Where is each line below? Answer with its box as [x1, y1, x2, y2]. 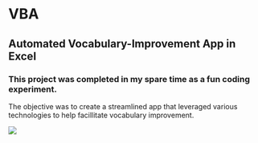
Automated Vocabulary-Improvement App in [8, 37, 236, 51]
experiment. [8, 84, 58, 95]
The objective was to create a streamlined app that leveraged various [8, 101, 238, 111]
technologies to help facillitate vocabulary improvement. [8, 110, 195, 120]
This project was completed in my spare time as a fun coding [8, 73, 251, 84]
